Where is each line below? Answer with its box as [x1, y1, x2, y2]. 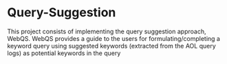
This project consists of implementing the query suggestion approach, [7, 27, 206, 35]
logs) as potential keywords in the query [7, 49, 121, 57]
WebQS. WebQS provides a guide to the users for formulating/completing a [7, 34, 220, 42]
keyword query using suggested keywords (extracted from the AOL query [7, 42, 217, 50]
